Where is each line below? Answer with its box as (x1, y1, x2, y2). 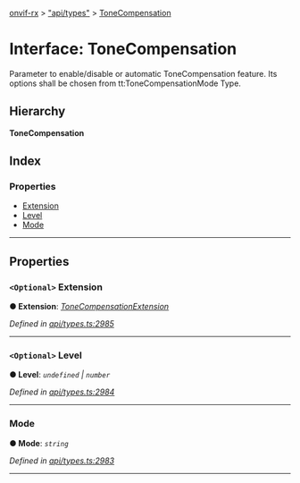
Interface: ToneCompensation (9, 39, 237, 59)
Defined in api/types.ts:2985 (9, 318, 114, 329)
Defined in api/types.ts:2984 (9, 386, 115, 397)
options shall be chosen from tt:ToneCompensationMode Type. (9, 78, 241, 89)
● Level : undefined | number (9, 369, 111, 380)
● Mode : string (9, 437, 69, 448)
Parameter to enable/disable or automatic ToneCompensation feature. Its (9, 68, 278, 79)
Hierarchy (9, 104, 66, 119)
